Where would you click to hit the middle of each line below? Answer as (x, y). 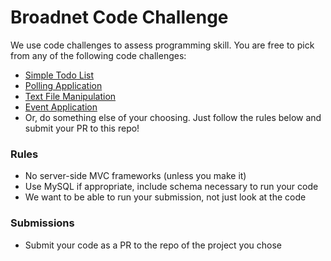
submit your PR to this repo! (82, 128)
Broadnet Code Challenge (119, 17)
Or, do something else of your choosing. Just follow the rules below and (173, 117)
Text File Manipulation (70, 96)
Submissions (42, 223)
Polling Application (63, 85)
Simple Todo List (59, 75)
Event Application (61, 107)
